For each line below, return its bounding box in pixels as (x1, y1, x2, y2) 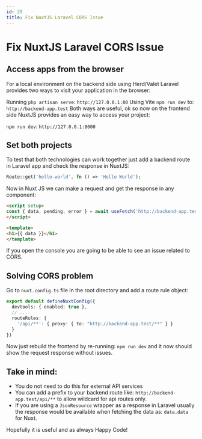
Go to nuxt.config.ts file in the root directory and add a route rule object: (6, 287, 188, 294)
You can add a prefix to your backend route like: (14, 389, 134, 396)
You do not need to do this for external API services (14, 382, 143, 390)
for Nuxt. (14, 414, 37, 422)
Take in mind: (6, 366, 58, 376)
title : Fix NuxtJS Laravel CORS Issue (6, 14, 103, 20)
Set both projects (6, 140, 72, 150)
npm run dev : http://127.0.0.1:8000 (6, 123, 96, 130)
